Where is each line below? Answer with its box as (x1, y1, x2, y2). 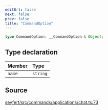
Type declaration (5, 48, 58, 56)
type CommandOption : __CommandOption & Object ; (5, 34, 104, 39)
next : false (5, 12, 29, 17)
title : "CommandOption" (5, 21, 54, 26)
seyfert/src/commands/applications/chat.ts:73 (5, 99, 99, 105)
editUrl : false (5, 7, 36, 12)
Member (7, 62, 28, 69)
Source (5, 86, 28, 95)
